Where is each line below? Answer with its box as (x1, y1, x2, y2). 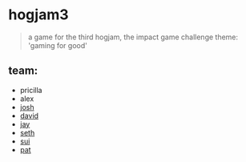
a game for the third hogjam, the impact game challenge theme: (27, 32, 239, 42)
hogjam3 (8, 6, 70, 24)
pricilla (19, 85, 42, 95)
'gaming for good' (27, 40, 88, 50)
